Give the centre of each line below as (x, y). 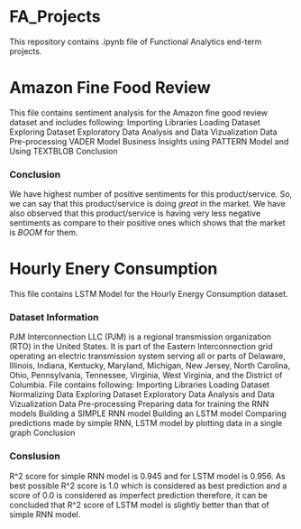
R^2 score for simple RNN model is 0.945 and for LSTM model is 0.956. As (147, 476)
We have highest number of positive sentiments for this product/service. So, (151, 194)
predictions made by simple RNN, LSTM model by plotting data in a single (146, 423)
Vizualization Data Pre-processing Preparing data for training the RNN (139, 404)
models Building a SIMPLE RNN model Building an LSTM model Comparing (148, 413)
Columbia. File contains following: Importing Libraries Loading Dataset (140, 385)
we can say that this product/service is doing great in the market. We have (147, 204)
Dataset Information (54, 318)
